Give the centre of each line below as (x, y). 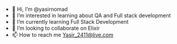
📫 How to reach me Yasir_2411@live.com (63, 35)
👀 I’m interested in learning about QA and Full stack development (91, 15)
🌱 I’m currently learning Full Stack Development (70, 22)
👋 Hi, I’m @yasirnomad (40, 9)
